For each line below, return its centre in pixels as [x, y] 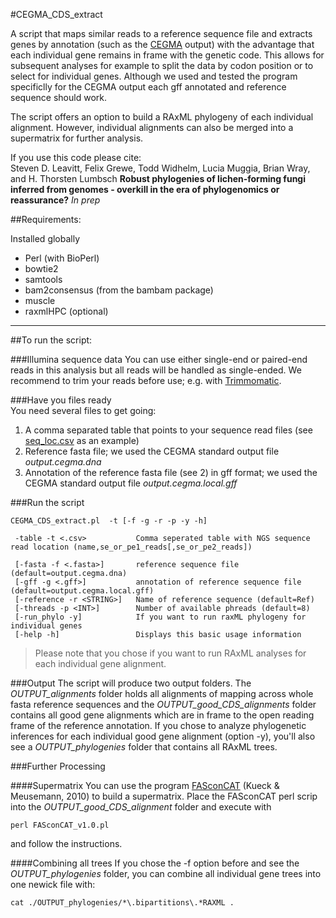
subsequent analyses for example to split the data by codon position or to [162, 65]
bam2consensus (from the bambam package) [119, 290]
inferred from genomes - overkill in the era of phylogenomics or [145, 189]
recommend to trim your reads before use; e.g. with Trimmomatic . [146, 380]
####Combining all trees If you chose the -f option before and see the [155, 863]
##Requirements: [46, 219]
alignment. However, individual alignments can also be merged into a [152, 127]
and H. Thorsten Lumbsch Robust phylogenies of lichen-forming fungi [158, 178]
